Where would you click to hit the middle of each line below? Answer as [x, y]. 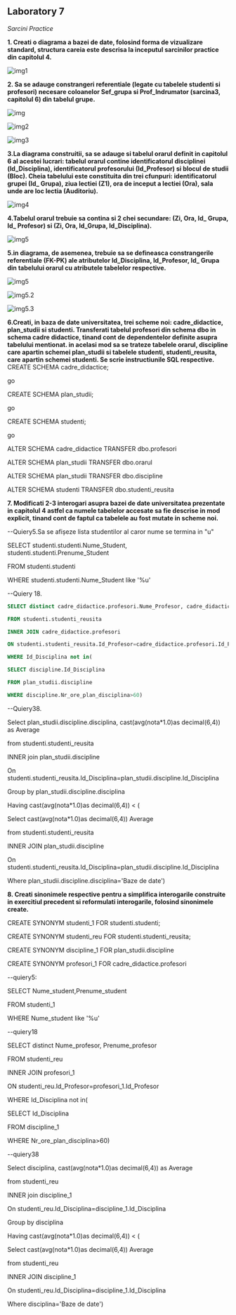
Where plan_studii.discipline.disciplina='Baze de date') [86, 880]
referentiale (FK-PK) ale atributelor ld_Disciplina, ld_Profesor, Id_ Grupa [113, 260]
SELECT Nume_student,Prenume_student [67, 990]
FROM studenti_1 [31, 1005]
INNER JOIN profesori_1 [41, 1072]
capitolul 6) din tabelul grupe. [51, 99]
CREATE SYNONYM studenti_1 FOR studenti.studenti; [84, 922]
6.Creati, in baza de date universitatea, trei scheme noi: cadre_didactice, [115, 322]
